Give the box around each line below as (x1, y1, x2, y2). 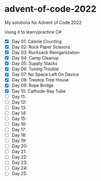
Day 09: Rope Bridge (11, 82, 54, 88)
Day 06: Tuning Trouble (11, 66, 59, 72)
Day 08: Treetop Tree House (11, 77, 69, 83)
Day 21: (11, 149, 27, 155)
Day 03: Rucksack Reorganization (11, 50, 80, 56)
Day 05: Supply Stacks (11, 60, 58, 66)
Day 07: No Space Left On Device (11, 72, 79, 78)
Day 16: (11, 121, 27, 127)
